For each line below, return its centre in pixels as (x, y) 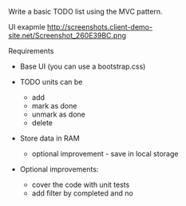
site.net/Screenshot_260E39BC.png (67, 36)
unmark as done (58, 114)
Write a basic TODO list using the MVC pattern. (85, 12)
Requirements (31, 51)
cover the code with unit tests (81, 184)
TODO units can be (51, 82)
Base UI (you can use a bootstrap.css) (83, 66)
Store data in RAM (49, 138)
